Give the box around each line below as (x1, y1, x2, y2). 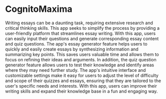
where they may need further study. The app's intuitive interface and (5, 67, 146, 73)
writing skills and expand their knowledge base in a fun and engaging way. (5, 88, 158, 94)
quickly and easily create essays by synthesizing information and (5, 46, 139, 52)
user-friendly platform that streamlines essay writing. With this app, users (5, 30, 156, 36)
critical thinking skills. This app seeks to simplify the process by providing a (5, 25, 160, 31)
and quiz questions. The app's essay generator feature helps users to (5, 41, 148, 47)
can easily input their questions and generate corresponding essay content (5, 36, 159, 42)
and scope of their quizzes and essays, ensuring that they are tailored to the (5, 78, 162, 84)
